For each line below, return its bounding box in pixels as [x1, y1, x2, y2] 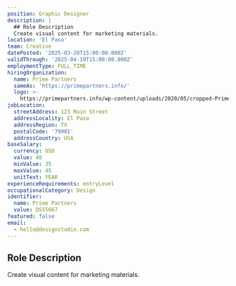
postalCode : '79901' [13, 128, 74, 135]
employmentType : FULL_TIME [7, 63, 86, 70]
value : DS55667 [13, 207, 58, 214]
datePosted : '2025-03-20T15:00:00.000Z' [7, 50, 128, 57]
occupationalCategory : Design [7, 187, 96, 194]
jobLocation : [7, 102, 46, 109]
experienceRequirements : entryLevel [7, 180, 114, 187]
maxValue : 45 [13, 167, 52, 174]
